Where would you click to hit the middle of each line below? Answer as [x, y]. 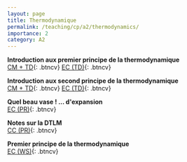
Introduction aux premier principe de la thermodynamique [93, 60]
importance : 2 [28, 33]
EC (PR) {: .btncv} [32, 109]
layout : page [26, 14]
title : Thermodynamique [42, 20]
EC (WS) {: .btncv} [33, 151]
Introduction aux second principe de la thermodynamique [93, 81]
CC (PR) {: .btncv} [32, 130]
